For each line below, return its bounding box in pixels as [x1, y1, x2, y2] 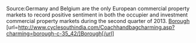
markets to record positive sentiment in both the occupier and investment [6, 11, 188, 18]
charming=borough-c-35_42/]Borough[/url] [6, 30, 114, 37]
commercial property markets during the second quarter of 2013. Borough [6, 18, 190, 24]
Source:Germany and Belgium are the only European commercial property [6, 5, 190, 12]
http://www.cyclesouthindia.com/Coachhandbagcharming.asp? [17, 24, 176, 31]
